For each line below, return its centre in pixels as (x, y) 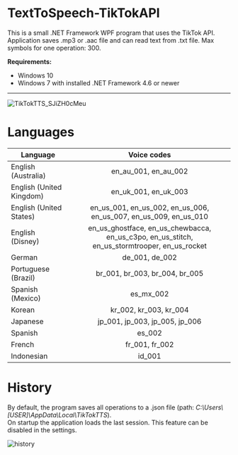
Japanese (27, 321)
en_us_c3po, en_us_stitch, (149, 237)
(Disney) (25, 241)
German (24, 257)
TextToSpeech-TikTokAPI (84, 13)
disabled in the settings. (42, 430)
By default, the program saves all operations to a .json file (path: (101, 407)
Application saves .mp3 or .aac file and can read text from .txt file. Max (111, 40)
